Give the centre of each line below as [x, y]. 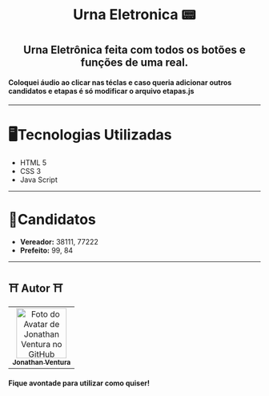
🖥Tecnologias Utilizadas [90, 134]
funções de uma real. [134, 62]
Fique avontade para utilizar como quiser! [79, 383]
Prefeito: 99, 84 [46, 250]
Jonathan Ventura [42, 362]
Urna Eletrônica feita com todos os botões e [134, 49]
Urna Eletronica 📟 [134, 15]
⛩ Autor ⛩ [36, 289]
